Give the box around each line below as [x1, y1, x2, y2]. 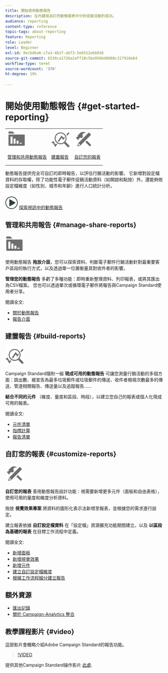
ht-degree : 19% [5, 72, 37, 77]
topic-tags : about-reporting [5, 29, 66, 35]
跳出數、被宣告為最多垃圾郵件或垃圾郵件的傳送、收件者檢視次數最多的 [13, 377, 158, 383]
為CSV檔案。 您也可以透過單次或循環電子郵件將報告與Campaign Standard [5, 282, 157, 288]
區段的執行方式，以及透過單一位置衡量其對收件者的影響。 [9, 265, 128, 271]
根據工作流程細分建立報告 [12, 575, 65, 581]
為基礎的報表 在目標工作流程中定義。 [5, 528, 81, 534]
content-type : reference [5, 24, 57, 29]
